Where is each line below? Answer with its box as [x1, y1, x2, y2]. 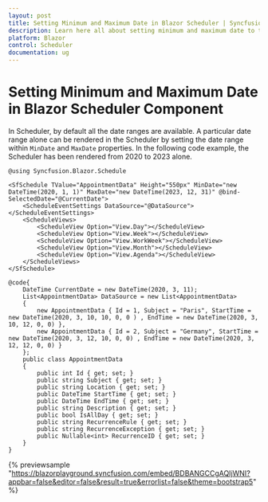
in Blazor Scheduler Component [8, 100, 224, 118]
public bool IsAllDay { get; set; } [37, 411, 159, 419]
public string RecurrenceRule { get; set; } [37, 418, 187, 426]
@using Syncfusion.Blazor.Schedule [8, 167, 127, 175]
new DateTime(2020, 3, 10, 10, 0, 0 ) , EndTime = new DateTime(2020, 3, [8, 313, 259, 321]
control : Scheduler [8, 41, 73, 49]
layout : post [8, 11, 52, 20]
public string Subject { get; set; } [37, 376, 162, 384]
